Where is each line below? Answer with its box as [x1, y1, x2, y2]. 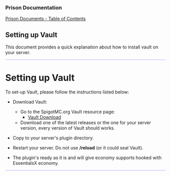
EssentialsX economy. [12, 160, 60, 166]
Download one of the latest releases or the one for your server [20, 119, 151, 126]
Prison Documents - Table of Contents [5, 16, 86, 22]
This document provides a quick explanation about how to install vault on [5, 44, 159, 50]
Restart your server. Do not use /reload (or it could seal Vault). [12, 145, 144, 151]
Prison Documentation [5, 4, 62, 11]
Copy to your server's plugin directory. [12, 135, 94, 141]
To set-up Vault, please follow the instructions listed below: [5, 89, 129, 95]
